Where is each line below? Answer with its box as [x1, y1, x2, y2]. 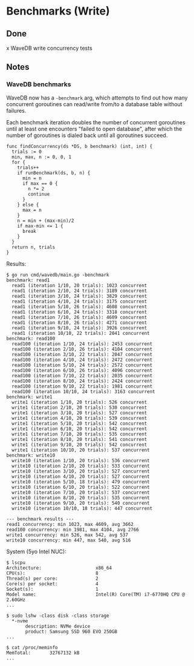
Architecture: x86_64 [6, 565, 112, 571]
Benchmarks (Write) [6, 4, 110, 18]
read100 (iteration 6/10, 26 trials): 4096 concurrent [11, 367, 153, 374]
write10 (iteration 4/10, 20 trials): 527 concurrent [11, 473, 150, 480]
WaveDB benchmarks [6, 80, 71, 89]
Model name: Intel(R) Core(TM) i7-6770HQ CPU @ [6, 591, 186, 597]
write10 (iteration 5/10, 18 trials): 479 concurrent [11, 479, 150, 485]
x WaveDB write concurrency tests [6, 44, 92, 52]
